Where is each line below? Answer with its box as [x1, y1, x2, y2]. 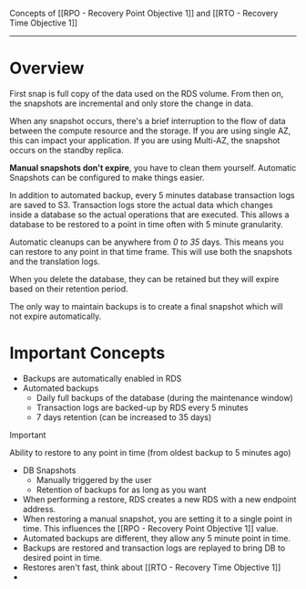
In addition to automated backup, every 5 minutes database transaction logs [9, 189, 295, 200]
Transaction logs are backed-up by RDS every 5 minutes [36, 402, 249, 413]
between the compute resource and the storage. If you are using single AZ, [9, 125, 291, 136]
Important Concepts [9, 342, 166, 363]
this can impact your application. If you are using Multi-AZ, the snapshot [9, 134, 280, 145]
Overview [9, 58, 85, 79]
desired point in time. [22, 552, 103, 563]
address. [22, 503, 56, 514]
